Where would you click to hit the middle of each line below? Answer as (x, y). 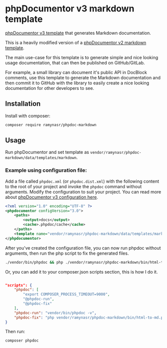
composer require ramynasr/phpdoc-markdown (51, 125)
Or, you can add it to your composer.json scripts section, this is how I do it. (82, 272)
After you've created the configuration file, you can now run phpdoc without (83, 248)
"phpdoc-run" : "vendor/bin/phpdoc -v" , (55, 313)
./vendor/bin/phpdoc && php (34, 262)
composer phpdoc (22, 341)
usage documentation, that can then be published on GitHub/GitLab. (75, 63)
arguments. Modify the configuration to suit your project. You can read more (83, 192)
